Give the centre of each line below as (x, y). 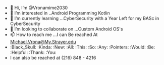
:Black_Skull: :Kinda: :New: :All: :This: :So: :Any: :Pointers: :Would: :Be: (83, 47)
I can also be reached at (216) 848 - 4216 (53, 58)
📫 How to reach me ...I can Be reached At (54, 34)
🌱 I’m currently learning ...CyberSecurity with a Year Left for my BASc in (85, 18)
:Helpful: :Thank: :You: (33, 52)
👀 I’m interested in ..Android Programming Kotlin (60, 13)
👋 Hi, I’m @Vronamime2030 (39, 8)
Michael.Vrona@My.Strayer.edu (43, 42)
